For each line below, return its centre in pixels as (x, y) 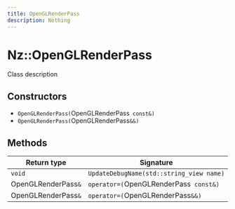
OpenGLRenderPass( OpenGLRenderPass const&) (86, 114)
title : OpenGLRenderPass (43, 14)
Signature (156, 163)
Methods (27, 143)
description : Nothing (39, 20)
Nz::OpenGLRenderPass (80, 55)
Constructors (37, 96)
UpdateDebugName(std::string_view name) (156, 174)
